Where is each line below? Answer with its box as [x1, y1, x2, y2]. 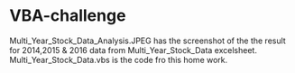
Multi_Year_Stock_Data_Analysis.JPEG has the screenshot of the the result [9, 35, 286, 46]
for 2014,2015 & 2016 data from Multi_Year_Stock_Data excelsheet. [9, 44, 257, 55]
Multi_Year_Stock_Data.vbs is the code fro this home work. [9, 54, 228, 65]
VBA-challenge [9, 5, 126, 26]
